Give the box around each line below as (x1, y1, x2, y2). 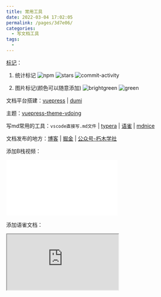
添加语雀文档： (6, 221, 43, 228)
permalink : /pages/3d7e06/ (6, 20, 73, 26)
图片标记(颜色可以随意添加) (14, 84, 82, 91)
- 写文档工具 (11, 31, 40, 37)
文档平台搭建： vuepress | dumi (6, 96, 82, 104)
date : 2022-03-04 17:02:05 (6, 14, 73, 20)
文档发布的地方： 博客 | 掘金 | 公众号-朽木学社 (6, 135, 117, 142)
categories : (6, 25, 36, 32)
